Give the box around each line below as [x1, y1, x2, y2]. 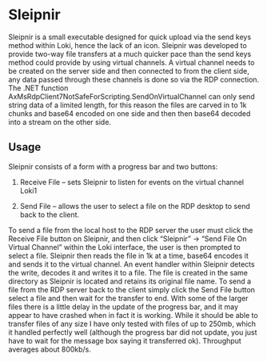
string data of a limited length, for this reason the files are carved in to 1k [8, 100, 247, 110]
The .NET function [8, 82, 69, 93]
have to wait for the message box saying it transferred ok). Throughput [8, 336, 241, 345]
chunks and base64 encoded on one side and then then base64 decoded [8, 108, 251, 118]
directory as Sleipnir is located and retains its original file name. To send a [8, 276, 252, 286]
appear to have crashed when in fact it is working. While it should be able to [8, 310, 258, 320]
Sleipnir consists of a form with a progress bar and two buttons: [8, 162, 218, 171]
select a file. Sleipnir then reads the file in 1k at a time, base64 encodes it [8, 251, 249, 260]
